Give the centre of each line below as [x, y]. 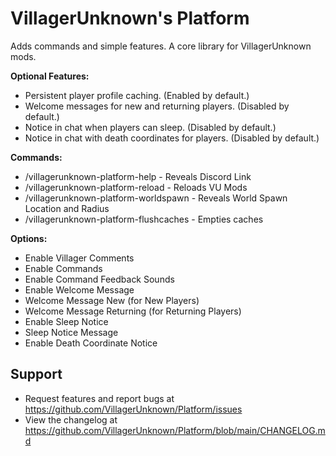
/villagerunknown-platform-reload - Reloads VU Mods [136, 187]
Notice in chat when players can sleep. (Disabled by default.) [150, 127]
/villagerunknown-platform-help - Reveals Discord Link [138, 176]
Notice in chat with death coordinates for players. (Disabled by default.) [172, 138]
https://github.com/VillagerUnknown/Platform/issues [133, 409]
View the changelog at [71, 419]
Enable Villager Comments [79, 258]
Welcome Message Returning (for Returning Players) [133, 311]
